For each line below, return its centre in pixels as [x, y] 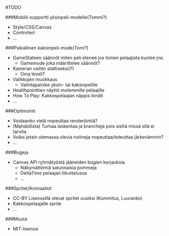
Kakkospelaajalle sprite [37, 204]
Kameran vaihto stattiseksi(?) [43, 69]
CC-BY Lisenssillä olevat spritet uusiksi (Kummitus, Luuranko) [78, 198]
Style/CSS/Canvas [32, 27]
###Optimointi [20, 111]
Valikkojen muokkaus [35, 79]
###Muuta [16, 219]
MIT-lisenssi [26, 229]
